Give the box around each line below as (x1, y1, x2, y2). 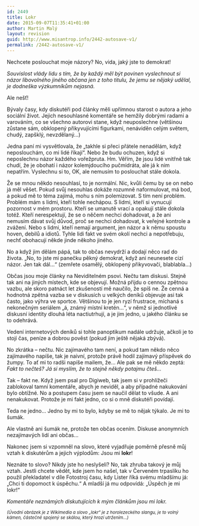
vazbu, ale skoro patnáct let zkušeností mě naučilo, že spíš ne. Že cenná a (7, 284, 189, 292)
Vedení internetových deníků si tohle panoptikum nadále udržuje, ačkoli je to (7, 328, 194, 335)
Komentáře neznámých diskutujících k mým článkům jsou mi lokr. (7, 497, 167, 505)
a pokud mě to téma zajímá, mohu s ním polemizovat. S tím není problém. (7, 192, 186, 199)
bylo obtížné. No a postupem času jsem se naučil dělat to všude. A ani (7, 389, 179, 397)
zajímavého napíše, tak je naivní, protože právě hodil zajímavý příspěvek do (7, 352, 191, 360)
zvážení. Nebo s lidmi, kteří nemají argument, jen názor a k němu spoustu (7, 224, 187, 231)
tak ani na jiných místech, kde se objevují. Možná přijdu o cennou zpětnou (7, 279, 188, 286)
